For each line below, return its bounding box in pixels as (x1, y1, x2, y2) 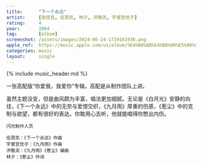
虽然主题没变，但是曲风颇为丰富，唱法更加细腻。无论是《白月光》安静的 (6, 95, 185, 102)
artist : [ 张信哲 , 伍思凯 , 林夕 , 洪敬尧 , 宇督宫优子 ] (6, 14, 137, 20)
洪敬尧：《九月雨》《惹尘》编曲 (6, 148, 69, 154)
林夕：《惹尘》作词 (6, 154, 45, 160)
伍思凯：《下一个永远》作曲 (6, 134, 63, 141)
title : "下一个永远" (6, 8, 67, 15)
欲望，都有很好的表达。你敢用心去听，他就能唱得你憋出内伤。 (16, 110, 170, 117)
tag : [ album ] (6, 31, 58, 37)
